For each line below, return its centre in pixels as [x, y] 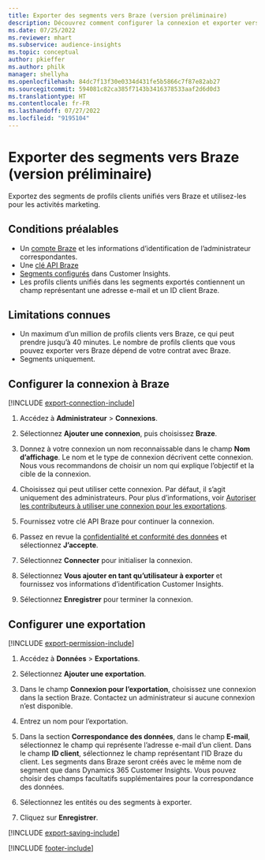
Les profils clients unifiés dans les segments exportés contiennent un [132, 282]
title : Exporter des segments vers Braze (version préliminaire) [118, 15]
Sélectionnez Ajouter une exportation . [83, 674]
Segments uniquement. [58, 359]
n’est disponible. [46, 706]
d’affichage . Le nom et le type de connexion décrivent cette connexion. [136, 457]
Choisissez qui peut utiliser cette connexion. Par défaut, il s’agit [123, 490]
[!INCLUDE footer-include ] [51, 848]
